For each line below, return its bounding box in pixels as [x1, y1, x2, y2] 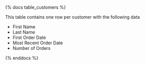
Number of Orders [12, 45, 51, 51]
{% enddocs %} [5, 55, 39, 61]
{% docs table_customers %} [5, 5, 66, 10]
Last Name [12, 29, 35, 35]
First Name [12, 24, 36, 30]
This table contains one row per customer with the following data [5, 14, 140, 20]
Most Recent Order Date [12, 40, 63, 46]
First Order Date [12, 35, 46, 40]
